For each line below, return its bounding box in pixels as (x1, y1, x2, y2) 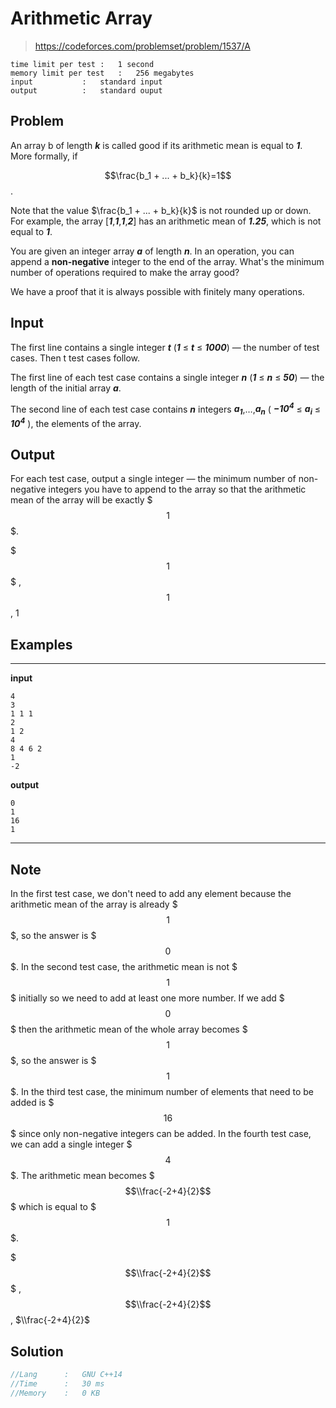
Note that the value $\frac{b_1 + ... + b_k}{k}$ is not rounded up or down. (10, 204, 312, 216)
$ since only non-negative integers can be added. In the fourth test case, (10, 1128, 312, 1140)
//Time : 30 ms (10, 1378, 105, 1389)
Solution (10, 1343, 64, 1360)
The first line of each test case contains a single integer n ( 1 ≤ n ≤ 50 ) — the (10, 371, 325, 383)
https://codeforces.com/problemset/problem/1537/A (34, 40, 251, 52)
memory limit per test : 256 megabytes (10, 68, 195, 78)
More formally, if (10, 150, 78, 162)
